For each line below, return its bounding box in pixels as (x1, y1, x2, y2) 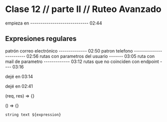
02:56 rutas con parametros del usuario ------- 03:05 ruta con (26, 53, 155, 59)
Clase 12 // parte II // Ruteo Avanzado (5, 3, 162, 15)
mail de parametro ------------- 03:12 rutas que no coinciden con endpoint (5, 58, 160, 64)
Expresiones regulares (5, 34, 77, 43)
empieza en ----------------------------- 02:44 (5, 20, 102, 26)
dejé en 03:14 (5, 73, 33, 79)
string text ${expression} (5, 112, 61, 117)
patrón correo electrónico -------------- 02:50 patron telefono (5, 47, 133, 53)
